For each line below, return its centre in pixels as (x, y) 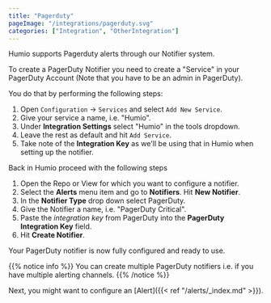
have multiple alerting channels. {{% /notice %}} (89, 275)
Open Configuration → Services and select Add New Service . (121, 109)
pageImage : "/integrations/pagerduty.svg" (81, 23)
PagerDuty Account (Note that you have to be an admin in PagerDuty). (126, 78)
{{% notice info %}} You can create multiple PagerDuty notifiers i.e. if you (131, 267)
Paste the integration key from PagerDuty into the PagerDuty (122, 218)
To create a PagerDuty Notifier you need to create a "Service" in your (124, 69)
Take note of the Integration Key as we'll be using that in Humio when (137, 144)
